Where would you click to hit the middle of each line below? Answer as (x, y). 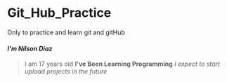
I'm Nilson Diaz (30, 48)
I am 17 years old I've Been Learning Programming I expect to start (122, 64)
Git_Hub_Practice (59, 13)
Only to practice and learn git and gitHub (66, 32)
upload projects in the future (66, 71)
